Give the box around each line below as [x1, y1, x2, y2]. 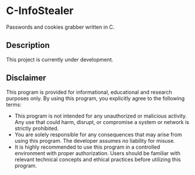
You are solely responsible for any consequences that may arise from [14, 131, 183, 138]
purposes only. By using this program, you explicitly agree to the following [6, 95, 185, 102]
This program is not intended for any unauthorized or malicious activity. [14, 112, 187, 119]
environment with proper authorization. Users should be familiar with [14, 149, 180, 156]
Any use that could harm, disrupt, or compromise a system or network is [14, 118, 189, 125]
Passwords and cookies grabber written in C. [6, 23, 115, 30]
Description [6, 40, 50, 50]
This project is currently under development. [6, 56, 114, 63]
